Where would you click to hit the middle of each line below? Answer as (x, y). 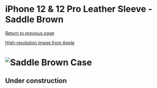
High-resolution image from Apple (40, 42)
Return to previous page (30, 33)
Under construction (36, 80)
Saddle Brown (34, 19)
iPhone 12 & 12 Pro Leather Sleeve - (79, 9)
